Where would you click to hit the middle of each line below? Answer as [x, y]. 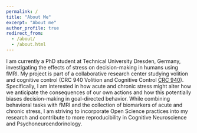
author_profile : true [33, 28]
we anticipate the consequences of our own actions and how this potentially [99, 92]
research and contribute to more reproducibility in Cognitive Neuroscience [96, 117]
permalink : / [22, 11]
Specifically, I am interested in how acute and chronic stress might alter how [99, 86]
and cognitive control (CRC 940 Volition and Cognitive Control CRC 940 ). [95, 79]
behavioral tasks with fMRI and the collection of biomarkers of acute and [94, 105]
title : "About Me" [29, 17]
